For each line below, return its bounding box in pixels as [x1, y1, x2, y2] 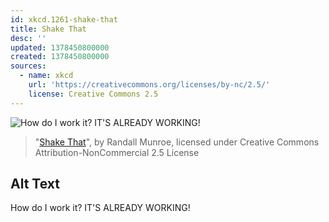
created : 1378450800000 [10, 52, 110, 62]
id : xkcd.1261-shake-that [10, 14, 118, 25]
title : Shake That [10, 24, 87, 34]
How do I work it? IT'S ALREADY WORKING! [10, 202, 191, 214]
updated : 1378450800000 [10, 42, 110, 53]
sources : [10, 61, 47, 71]
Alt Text [10, 176, 60, 193]
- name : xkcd [19, 71, 74, 81]
